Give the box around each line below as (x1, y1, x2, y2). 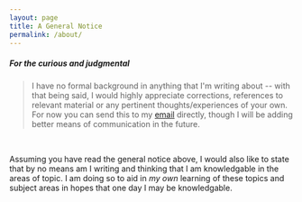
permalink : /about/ (9, 30, 83, 39)
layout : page (9, 13, 59, 23)
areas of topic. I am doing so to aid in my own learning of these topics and (9, 173, 285, 184)
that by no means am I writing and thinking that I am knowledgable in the (9, 163, 279, 174)
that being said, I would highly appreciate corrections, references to (31, 90, 284, 101)
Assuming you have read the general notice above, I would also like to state (9, 154, 290, 165)
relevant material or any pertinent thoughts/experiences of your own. (31, 100, 288, 111)
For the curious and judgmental (9, 58, 131, 69)
